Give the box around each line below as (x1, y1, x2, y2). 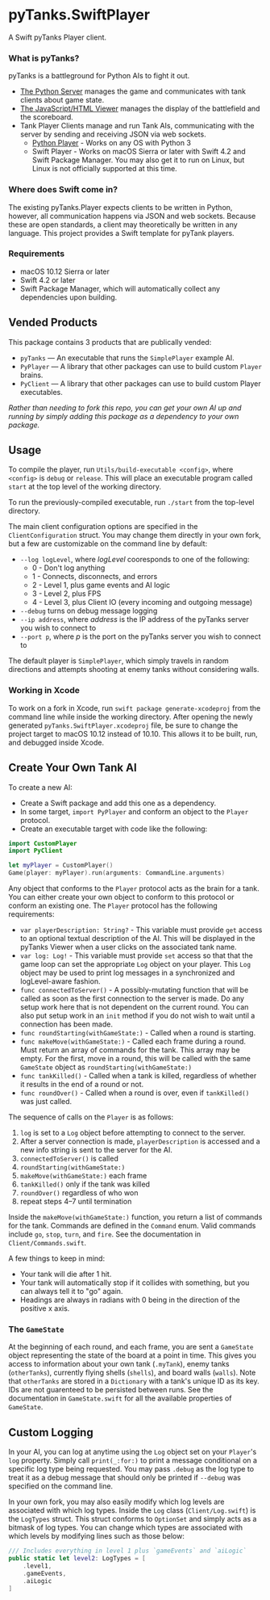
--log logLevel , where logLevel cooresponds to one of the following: (19, 555, 250, 565)
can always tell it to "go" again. (19, 1287, 123, 1296)
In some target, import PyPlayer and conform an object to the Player (19, 806, 249, 817)
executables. (19, 387, 63, 397)
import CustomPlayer (8, 839, 78, 847)
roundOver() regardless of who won (19, 1188, 139, 1198)
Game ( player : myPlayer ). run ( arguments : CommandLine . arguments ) (8, 869, 226, 877)
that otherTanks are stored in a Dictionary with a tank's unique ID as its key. (8, 1376, 260, 1386)
